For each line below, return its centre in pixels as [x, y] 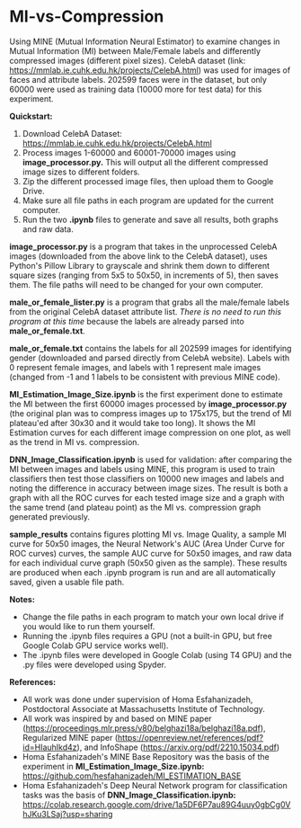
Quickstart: [31, 116]
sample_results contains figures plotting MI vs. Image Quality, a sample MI [148, 534]
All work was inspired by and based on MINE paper [117, 718]
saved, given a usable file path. [67, 582]
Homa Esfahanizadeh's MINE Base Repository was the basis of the [146, 756]
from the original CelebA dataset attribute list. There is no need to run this [145, 311]
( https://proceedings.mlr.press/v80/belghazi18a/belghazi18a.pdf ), [144, 728]
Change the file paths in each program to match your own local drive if [153, 617]
